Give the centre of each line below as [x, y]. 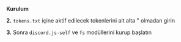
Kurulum [18, 9]
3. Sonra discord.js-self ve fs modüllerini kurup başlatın [79, 32]
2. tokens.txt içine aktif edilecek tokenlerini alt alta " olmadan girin [91, 20]
